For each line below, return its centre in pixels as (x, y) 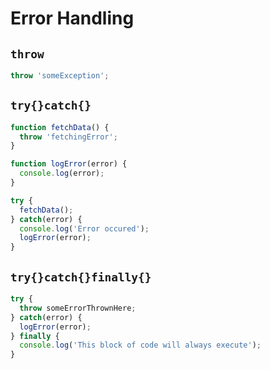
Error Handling (72, 18)
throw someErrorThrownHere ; (78, 308)
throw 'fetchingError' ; (68, 137)
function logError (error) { (69, 164)
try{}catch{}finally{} (81, 277)
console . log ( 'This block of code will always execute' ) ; (140, 345)
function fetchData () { (60, 127)
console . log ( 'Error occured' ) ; (84, 228)
